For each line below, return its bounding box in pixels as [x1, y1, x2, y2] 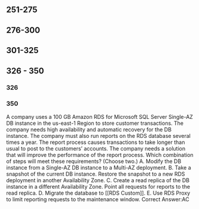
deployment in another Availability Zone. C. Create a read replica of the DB [6, 176, 190, 184]
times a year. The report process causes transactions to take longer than [6, 139, 185, 146]
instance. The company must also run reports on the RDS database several [6, 132, 191, 139]
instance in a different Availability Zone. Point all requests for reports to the [6, 183, 190, 190]
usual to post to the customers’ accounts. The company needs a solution [6, 145, 186, 152]
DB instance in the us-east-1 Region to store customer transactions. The [6, 119, 184, 127]
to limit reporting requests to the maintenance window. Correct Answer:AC [6, 195, 189, 202]
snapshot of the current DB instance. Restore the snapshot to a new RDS [6, 170, 185, 177]
